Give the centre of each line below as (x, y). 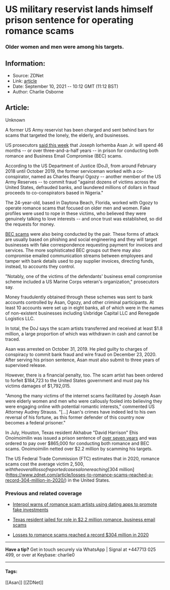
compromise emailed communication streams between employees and (79, 256)
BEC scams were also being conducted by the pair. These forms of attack (82, 234)
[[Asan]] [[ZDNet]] (25, 582)
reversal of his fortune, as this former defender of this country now (75, 417)
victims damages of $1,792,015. (38, 386)
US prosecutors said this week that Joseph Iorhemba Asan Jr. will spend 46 (84, 145)
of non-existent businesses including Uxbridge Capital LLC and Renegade (82, 313)
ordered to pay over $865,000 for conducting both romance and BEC (77, 443)
